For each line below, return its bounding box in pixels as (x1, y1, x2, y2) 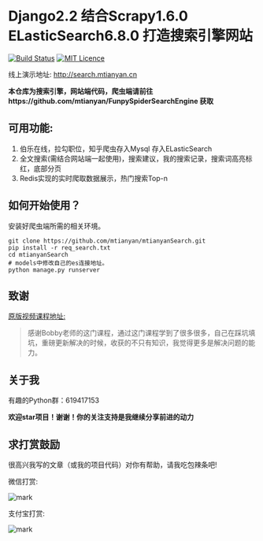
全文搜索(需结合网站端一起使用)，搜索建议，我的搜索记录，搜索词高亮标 (19, 154, 254, 163)
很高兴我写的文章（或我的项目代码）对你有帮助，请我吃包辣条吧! (8, 460, 218, 469)
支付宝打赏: (8, 509, 46, 518)
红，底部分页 (19, 163, 61, 173)
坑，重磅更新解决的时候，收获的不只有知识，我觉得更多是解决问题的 (27, 338, 249, 347)
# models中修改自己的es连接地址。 (8, 259, 109, 267)
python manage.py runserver (8, 265, 101, 274)
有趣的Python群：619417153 (8, 395, 100, 406)
